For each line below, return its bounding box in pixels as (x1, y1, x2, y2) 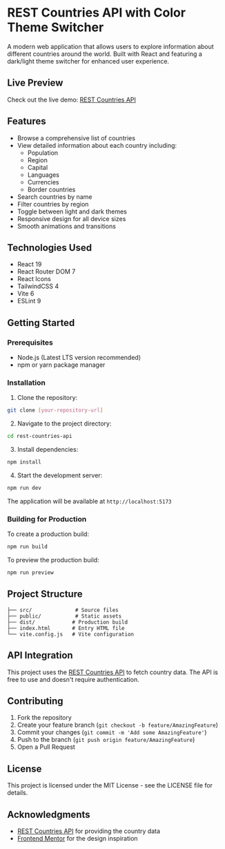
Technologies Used (7, 242, 92, 254)
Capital (27, 163, 48, 171)
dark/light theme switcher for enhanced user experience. (7, 57, 170, 65)
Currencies (27, 178, 59, 186)
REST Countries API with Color (7, 5, 186, 21)
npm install (7, 459, 41, 466)
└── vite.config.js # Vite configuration (7, 631, 135, 638)
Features (7, 115, 46, 127)
